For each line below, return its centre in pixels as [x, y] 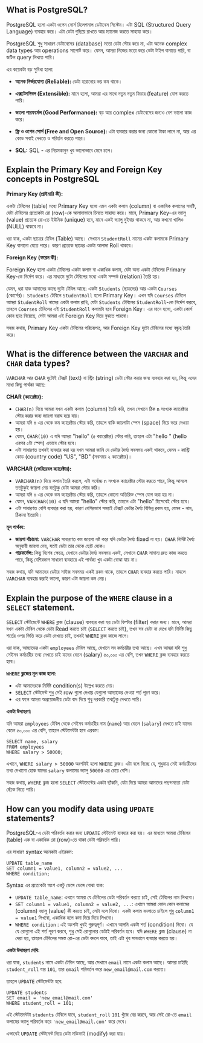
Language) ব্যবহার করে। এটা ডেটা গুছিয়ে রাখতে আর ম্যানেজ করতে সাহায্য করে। [79, 31]
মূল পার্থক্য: [16, 527]
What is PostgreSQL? [47, 10]
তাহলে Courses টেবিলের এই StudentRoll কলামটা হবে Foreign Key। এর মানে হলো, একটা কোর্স [99, 309]
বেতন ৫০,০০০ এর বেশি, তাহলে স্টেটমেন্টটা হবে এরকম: [53, 730]
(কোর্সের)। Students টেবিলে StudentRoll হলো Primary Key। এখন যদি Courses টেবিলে [96, 295]
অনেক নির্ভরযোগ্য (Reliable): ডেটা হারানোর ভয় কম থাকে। [69, 81]
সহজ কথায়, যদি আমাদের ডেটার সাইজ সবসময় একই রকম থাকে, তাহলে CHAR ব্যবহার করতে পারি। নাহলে [96, 572]
